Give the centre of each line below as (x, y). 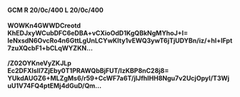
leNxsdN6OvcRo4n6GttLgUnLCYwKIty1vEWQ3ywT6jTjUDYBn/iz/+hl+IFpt (120, 41)
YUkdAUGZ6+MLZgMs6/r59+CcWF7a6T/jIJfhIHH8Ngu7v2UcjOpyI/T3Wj (119, 79)
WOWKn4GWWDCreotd (44, 25)
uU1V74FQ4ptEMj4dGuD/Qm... (55, 86)
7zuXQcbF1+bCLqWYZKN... (50, 48)
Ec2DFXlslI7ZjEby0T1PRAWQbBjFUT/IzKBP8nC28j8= (88, 71)
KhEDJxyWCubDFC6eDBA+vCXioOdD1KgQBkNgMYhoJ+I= (98, 33)
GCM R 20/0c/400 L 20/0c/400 (55, 10)
